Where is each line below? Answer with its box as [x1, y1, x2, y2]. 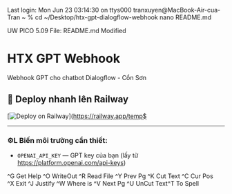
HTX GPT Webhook [7, 51, 121, 66]
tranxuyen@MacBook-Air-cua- [133, 6, 221, 14]
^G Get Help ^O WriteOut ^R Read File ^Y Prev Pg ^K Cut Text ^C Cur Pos [7, 172, 214, 180]
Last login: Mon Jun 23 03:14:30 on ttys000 [7, 6, 133, 14]
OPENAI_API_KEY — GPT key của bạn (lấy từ [17, 151, 139, 159]
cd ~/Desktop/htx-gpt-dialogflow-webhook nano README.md [35, 13, 212, 21]
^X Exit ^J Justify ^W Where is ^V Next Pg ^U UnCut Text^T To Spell [7, 180, 199, 188]
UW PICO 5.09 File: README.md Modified [7, 27, 126, 35]
